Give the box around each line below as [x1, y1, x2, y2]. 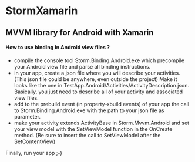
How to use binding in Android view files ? [5, 44, 110, 51]
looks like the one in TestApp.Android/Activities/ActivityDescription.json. [14, 82, 190, 89]
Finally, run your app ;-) [5, 149, 62, 156]
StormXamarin [5, 4, 78, 18]
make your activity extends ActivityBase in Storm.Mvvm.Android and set [14, 119, 189, 126]
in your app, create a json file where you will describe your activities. [14, 69, 180, 76]
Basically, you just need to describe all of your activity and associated [14, 88, 183, 95]
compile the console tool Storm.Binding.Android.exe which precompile [14, 57, 185, 64]
